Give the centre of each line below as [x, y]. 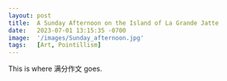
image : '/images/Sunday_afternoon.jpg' [76, 38]
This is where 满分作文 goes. [55, 69]
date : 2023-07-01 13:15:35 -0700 [67, 30]
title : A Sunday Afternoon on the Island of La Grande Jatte [113, 23]
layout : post [30, 15]
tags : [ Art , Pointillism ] [55, 45]
